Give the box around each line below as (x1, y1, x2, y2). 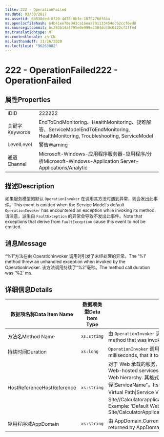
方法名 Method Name (7, 333, 55, 340)
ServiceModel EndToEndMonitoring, (48, 126, 130, 132)
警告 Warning (39, 141, 68, 148)
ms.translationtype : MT (5, 30, 54, 35)
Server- (120, 157, 139, 164)
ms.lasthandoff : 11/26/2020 (5, 39, 62, 44)
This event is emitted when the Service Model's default (14, 202, 124, 208)
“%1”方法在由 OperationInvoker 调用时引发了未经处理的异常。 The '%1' (5, 253, 146, 259)
